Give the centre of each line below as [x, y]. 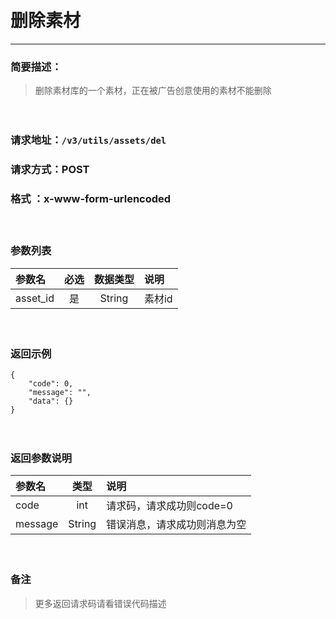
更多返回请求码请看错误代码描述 [100, 603]
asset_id [35, 298]
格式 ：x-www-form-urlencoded [91, 198]
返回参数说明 [41, 458]
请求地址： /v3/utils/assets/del [88, 140]
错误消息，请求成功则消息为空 [176, 525]
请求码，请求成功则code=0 [169, 506]
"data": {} [51, 401]
